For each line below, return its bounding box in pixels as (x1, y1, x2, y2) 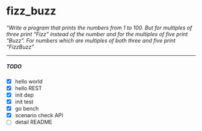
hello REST (14, 84, 42, 91)
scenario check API (14, 112, 64, 119)
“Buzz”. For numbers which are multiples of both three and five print (6, 37, 176, 44)
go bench (14, 105, 39, 112)
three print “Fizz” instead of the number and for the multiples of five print (6, 30, 188, 37)
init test (14, 98, 34, 106)
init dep (14, 91, 34, 99)
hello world (14, 78, 43, 85)
